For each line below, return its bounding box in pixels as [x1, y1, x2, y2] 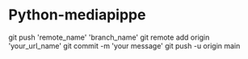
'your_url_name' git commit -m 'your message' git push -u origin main [8, 40, 241, 50]
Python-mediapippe [8, 6, 146, 24]
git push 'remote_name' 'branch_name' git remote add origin [8, 32, 210, 42]
